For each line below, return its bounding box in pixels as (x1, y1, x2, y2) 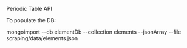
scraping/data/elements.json (6, 35, 78, 41)
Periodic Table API (6, 5, 53, 12)
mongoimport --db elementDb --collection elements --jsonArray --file (6, 28, 182, 35)
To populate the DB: (6, 17, 56, 23)
